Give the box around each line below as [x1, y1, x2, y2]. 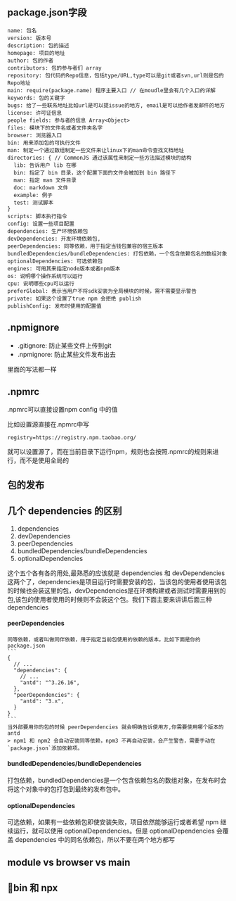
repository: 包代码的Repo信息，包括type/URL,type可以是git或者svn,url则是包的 [7, 72, 225, 79]
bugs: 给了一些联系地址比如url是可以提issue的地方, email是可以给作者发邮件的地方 [7, 101, 225, 109]
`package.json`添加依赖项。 [7, 745, 83, 752]
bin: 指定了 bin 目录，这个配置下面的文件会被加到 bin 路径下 [13, 169, 176, 176]
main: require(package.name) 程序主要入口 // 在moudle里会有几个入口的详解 [7, 87, 216, 94]
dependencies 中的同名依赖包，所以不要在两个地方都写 [15, 836, 176, 844]
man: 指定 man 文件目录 [13, 177, 77, 184]
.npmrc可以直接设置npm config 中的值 [7, 405, 118, 414]
